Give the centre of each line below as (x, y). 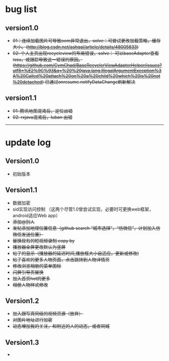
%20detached (27, 82)
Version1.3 (22, 342)
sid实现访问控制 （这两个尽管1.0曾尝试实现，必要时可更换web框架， (83, 209)
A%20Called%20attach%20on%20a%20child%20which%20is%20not (86, 76)
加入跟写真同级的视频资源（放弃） (48, 314)
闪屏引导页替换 (28, 272)
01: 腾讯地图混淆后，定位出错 (43, 111)
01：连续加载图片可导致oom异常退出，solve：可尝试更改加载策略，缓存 (87, 41)
